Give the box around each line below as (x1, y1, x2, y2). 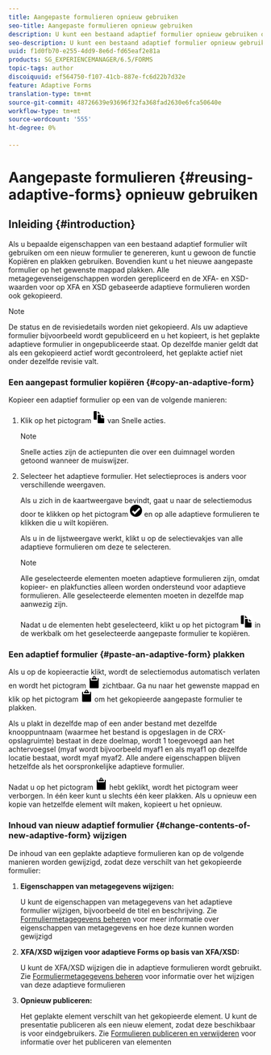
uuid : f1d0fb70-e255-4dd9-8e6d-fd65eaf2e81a (8, 47, 161, 56)
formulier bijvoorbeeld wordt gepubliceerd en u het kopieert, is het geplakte (8, 330, 261, 340)
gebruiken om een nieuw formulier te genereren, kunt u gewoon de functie (8, 248, 256, 257)
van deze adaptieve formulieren (19, 980, 126, 989)
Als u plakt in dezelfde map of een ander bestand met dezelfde (8, 718, 218, 728)
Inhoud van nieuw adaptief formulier (8, 820, 155, 831)
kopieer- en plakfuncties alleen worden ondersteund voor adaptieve (19, 583, 246, 592)
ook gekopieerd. (8, 290, 63, 300)
